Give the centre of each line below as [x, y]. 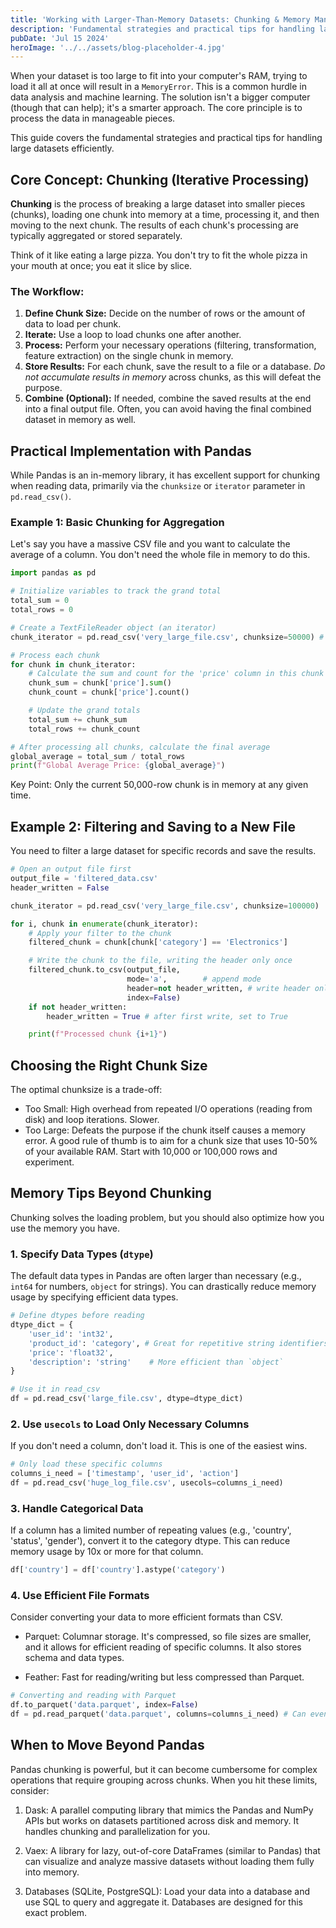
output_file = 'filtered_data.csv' [84, 879]
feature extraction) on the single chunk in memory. [129, 356]
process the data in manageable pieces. [93, 118]
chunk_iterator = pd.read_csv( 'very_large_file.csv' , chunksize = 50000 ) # [167, 637]
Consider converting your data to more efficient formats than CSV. [146, 1617]
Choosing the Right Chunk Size [109, 1065]
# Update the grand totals [84, 711]
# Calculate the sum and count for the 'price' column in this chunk [176, 674]
